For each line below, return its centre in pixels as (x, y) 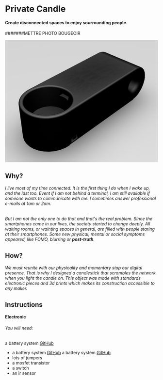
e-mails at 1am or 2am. (28, 204)
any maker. (16, 288)
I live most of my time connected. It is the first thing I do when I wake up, (78, 188)
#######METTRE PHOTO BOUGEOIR (43, 33)
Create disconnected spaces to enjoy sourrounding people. (66, 22)
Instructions (24, 305)
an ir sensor (24, 373)
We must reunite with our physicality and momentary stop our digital (74, 268)
